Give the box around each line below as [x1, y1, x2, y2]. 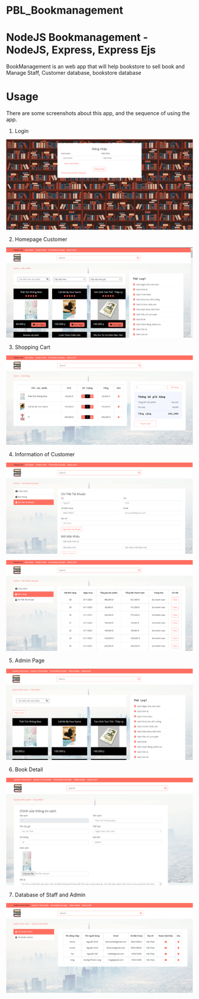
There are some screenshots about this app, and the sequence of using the [6, 110, 190, 117]
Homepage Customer [14, 236, 68, 243]
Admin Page [14, 657, 45, 664]
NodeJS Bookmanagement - [6, 31, 148, 44]
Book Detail [14, 766, 43, 773]
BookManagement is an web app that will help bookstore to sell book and [6, 63, 185, 70]
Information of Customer [14, 451, 75, 457]
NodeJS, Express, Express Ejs [6, 43, 156, 57]
